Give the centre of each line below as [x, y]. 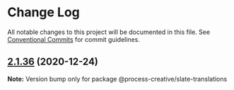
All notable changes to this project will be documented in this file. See [109, 32]
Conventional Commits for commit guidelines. [74, 39]
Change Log [43, 12]
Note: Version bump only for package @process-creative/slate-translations [117, 79]
